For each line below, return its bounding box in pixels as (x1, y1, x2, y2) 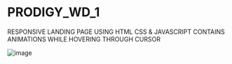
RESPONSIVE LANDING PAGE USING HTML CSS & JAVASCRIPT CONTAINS (7, 27, 226, 36)
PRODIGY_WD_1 (7, 4, 100, 20)
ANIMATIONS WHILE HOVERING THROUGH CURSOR (7, 34, 161, 43)
